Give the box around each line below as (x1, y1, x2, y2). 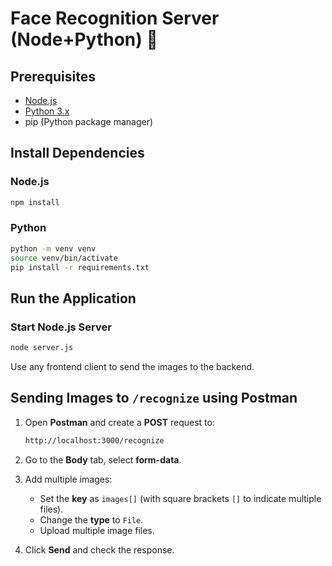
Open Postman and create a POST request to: (24, 416, 215, 428)
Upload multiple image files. (39, 524, 155, 536)
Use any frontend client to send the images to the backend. (10, 361, 255, 373)
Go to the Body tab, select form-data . (24, 453, 182, 466)
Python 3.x (24, 105, 70, 117)
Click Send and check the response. (24, 543, 175, 556)
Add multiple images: (24, 473, 113, 485)
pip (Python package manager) (24, 116, 154, 127)
